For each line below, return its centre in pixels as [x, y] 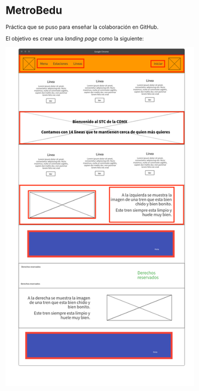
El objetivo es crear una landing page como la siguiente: [75, 38]
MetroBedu [34, 10]
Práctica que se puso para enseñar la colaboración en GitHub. [82, 27]
